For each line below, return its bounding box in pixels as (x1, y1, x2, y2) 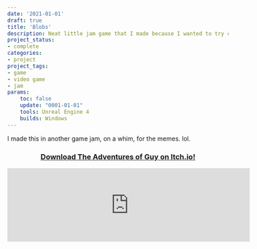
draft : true (7, 17, 42, 24)
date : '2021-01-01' (7, 10, 65, 18)
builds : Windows (20, 115, 68, 122)
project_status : (7, 37, 55, 44)
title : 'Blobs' (7, 23, 52, 30)
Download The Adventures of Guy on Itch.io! (40, 152, 196, 162)
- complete (7, 43, 39, 50)
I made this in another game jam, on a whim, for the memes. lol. (7, 134, 191, 143)
